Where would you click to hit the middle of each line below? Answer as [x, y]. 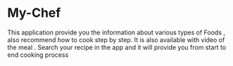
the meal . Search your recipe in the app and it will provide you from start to [117, 47]
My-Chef [34, 13]
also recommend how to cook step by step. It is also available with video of [116, 39]
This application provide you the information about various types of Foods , [116, 32]
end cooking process [38, 55]
